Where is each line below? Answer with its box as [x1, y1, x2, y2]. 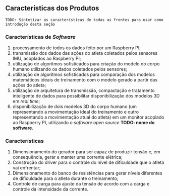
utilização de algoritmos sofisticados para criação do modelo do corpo [12, 61, 160, 67]
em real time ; [12, 98, 40, 105]
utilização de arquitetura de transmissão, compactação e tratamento [12, 87, 155, 93]
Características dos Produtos [5, 4, 99, 13]
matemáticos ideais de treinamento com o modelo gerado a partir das [12, 77, 158, 83]
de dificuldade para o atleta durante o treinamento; [12, 175, 119, 181]
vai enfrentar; [12, 165, 41, 171]
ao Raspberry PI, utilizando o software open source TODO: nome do [12, 120, 155, 126]
